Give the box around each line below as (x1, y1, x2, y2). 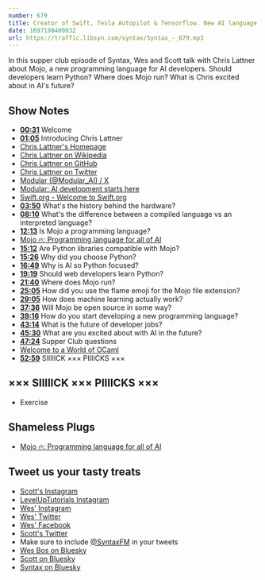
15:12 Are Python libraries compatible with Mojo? (19, 244, 180, 253)
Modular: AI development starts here (19, 184, 140, 194)
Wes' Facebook (19, 520, 71, 529)
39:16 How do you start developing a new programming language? (19, 311, 239, 321)
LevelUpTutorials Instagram (19, 494, 109, 505)
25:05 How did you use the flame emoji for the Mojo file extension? (19, 286, 240, 296)
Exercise (19, 397, 48, 407)
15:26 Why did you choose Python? (19, 252, 136, 262)
